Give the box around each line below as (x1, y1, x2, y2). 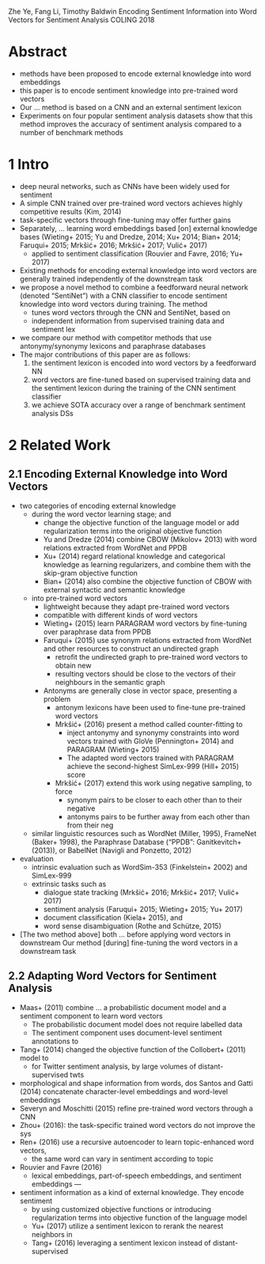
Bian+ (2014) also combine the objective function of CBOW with (43, 577, 252, 586)
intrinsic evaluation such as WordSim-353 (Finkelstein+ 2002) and (31, 862, 248, 872)
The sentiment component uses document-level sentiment (31, 1027, 223, 1037)
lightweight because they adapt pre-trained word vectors (43, 601, 230, 611)
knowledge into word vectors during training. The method (19, 299, 208, 308)
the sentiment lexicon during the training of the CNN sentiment (31, 383, 237, 392)
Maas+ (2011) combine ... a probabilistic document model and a (19, 1002, 227, 1012)
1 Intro (8, 156, 50, 173)
